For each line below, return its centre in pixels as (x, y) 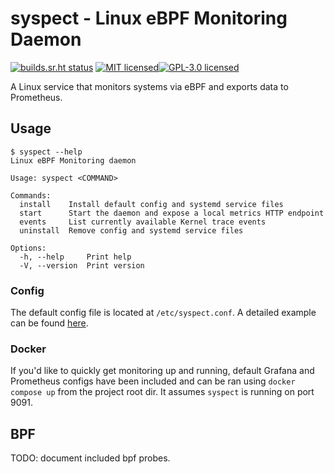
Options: (28, 248)
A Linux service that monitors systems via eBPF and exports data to (149, 86)
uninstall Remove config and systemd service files (131, 230)
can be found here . (49, 323)
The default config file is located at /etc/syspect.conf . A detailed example (163, 313)
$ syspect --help (46, 152)
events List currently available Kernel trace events (143, 222)
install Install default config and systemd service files (151, 204)
